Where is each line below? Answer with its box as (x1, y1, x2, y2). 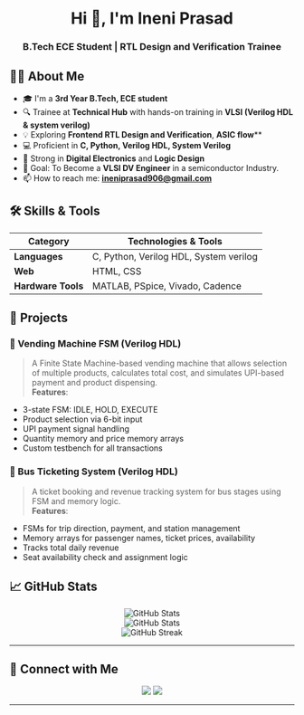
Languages (14, 250, 63, 262)
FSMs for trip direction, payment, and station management (22, 522, 241, 533)
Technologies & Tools (128, 234, 223, 247)
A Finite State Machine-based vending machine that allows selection (31, 357, 288, 369)
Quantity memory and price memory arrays (22, 434, 184, 444)
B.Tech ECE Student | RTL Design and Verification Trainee (22, 41, 282, 53)
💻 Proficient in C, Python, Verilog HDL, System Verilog (22, 139, 232, 150)
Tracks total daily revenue (22, 542, 119, 553)
